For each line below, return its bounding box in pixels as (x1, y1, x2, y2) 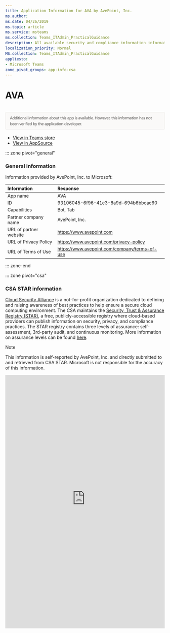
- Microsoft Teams (5, 61, 44, 67)
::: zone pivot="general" (5, 150, 55, 156)
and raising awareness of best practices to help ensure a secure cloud (5, 302, 152, 308)
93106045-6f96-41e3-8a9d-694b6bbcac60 (57, 200, 158, 206)
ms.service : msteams (5, 29, 49, 35)
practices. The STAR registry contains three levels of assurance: (5, 324, 139, 330)
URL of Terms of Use (7, 248, 51, 255)
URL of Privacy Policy (7, 239, 52, 245)
